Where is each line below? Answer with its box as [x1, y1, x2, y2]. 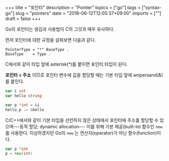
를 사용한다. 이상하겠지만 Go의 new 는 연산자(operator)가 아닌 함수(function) [5, 129, 157, 136]
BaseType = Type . [5, 51, 51, 57]
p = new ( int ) [5, 151, 33, 156]
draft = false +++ [5, 16, 41, 21]
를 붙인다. [5, 78, 24, 84]
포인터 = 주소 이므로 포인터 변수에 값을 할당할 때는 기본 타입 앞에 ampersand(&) [5, 72, 163, 78]
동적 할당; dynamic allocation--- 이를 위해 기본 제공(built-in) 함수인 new [19, 123, 163, 129]
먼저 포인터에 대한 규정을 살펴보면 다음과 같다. [5, 37, 96, 43]
